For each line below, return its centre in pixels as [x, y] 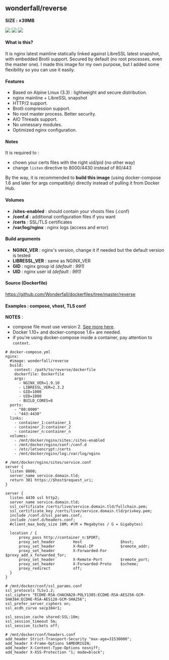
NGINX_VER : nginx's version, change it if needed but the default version [88, 250]
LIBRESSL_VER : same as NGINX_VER [51, 261]
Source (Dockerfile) [26, 283]
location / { [23, 533]
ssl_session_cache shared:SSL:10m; [43, 617]
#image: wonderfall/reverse [39, 361]
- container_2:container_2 [43, 427]
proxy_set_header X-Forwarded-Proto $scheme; [78, 564]
